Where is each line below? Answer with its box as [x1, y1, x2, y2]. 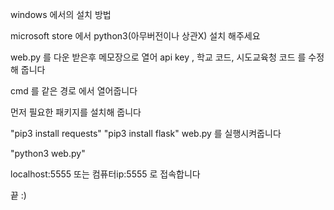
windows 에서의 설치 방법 [10, 9, 112, 20]
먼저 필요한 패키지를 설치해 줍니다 [10, 106, 142, 118]
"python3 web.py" [10, 148, 86, 159]
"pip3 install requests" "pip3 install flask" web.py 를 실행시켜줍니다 [10, 128, 282, 139]
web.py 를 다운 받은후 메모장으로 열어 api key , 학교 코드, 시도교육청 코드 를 [10, 51, 307, 63]
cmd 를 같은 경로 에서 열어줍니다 [10, 85, 138, 97]
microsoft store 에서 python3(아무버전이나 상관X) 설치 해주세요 [10, 30, 261, 42]
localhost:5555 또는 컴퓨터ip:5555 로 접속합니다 [10, 168, 201, 180]
